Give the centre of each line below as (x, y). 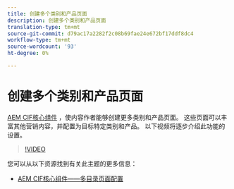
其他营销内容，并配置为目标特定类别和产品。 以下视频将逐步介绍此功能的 (119, 126)
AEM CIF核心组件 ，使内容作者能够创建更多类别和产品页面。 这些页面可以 (114, 117)
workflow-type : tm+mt (39, 40)
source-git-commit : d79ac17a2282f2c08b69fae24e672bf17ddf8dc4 (100, 33)
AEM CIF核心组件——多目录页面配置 (70, 178)
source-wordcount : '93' (42, 47)
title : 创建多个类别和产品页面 (47, 14)
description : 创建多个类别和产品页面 (57, 20)
